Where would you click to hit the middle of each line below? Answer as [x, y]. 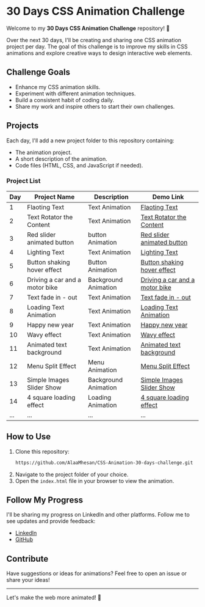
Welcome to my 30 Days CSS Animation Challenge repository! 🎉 [88, 28]
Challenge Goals [38, 72]
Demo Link [168, 197]
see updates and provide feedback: [51, 521]
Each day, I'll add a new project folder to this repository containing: [91, 140]
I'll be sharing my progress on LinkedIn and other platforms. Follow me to [98, 515]
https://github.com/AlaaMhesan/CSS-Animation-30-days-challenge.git [104, 463]
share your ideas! [28, 580]
